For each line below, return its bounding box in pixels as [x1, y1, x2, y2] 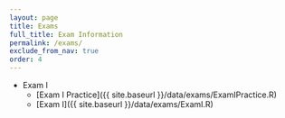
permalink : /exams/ [9, 38, 83, 48]
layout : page [9, 13, 59, 23]
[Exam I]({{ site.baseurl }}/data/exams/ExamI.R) [35, 99, 214, 109]
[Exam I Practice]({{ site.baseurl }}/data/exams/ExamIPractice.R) [35, 89, 278, 100]
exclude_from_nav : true [9, 47, 100, 56]
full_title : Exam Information [9, 30, 124, 39]
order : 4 [9, 55, 43, 64]
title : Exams [9, 22, 59, 31]
